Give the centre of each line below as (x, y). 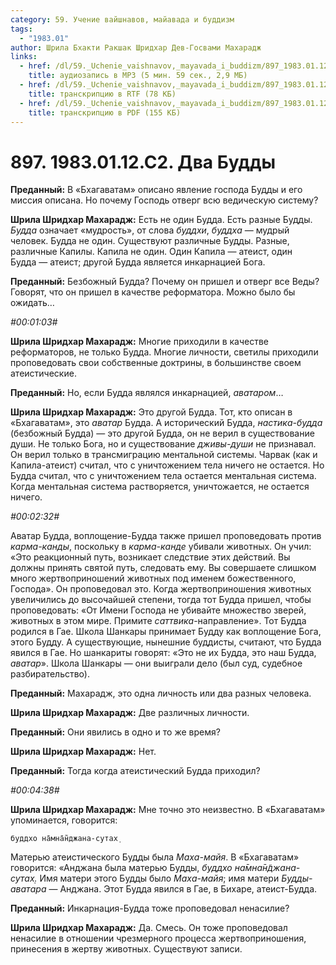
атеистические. (43, 373)
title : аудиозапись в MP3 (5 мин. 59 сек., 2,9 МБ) (138, 76)
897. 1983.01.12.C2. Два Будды (143, 162)
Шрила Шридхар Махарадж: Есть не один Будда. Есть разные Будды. (161, 220)
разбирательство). (50, 674)
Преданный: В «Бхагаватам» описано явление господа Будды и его (156, 190)
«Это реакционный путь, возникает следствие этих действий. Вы (150, 557)
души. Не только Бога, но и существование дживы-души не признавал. (163, 444)
